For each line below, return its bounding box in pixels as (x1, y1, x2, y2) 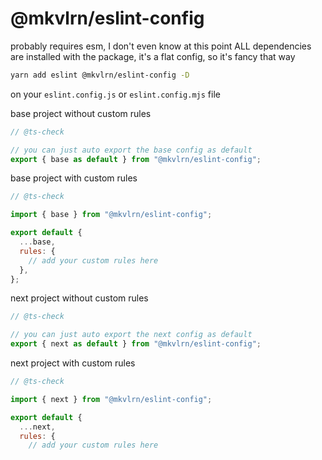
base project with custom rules (10, 172, 138, 184)
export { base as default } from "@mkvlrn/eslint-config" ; (10, 154, 262, 164)
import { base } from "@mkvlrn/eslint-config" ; (10, 210, 213, 220)
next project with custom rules (10, 357, 136, 369)
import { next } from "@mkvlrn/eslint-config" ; (10, 394, 213, 404)
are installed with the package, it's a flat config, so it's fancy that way (10, 50, 296, 62)
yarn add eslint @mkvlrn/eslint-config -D (10, 70, 190, 80)
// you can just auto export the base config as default (10, 145, 253, 155)
